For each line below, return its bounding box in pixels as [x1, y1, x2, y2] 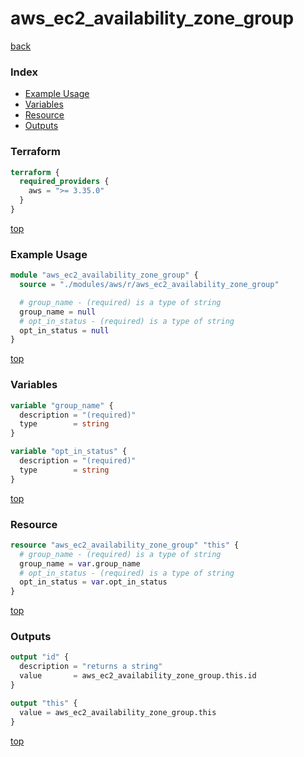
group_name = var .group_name [19, 558, 141, 569]
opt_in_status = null [19, 325, 110, 336]
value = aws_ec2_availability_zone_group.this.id [19, 671, 257, 681]
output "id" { [10, 652, 70, 662]
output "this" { [10, 698, 78, 708]
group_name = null [19, 307, 97, 317]
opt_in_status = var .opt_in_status [19, 577, 168, 587]
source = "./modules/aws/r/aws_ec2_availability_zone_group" [19, 280, 280, 290]
